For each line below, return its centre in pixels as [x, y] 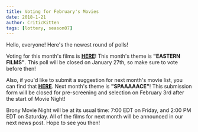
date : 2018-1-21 [26, 17]
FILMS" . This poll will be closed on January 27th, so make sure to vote [92, 62]
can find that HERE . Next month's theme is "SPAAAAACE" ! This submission [99, 87]
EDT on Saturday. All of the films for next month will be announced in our [95, 117]
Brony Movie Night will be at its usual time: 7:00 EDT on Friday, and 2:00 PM [99, 110]
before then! [21, 69]
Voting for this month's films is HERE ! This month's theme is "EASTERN [93, 56]
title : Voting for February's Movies [53, 11]
